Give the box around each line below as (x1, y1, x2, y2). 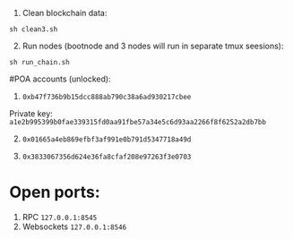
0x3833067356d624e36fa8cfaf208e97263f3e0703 (22, 152, 192, 161)
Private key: (9, 108, 54, 119)
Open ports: (9, 183, 100, 202)
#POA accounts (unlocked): (9, 73, 111, 84)
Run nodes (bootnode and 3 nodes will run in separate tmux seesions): (22, 40, 284, 51)
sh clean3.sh (9, 25, 58, 34)
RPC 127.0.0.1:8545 (22, 211, 98, 222)
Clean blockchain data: (22, 8, 108, 18)
